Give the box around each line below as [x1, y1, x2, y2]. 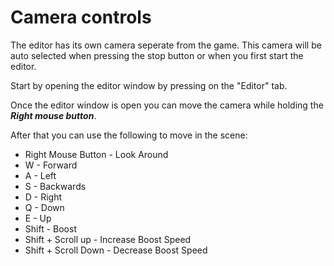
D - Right [24, 191, 63, 203]
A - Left [24, 169, 57, 181]
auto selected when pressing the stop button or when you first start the [10, 49, 304, 61]
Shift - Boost [24, 222, 77, 235]
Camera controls [10, 6, 152, 29]
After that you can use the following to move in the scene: [10, 129, 248, 141]
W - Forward [24, 159, 78, 171]
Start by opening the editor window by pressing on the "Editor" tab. [10, 79, 288, 91]
